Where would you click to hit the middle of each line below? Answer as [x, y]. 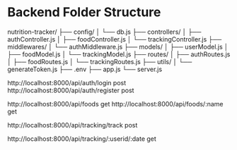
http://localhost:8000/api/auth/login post [67, 82]
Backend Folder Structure [84, 12]
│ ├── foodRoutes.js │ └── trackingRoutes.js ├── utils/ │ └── [100, 61]
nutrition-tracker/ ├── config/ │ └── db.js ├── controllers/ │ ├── [104, 32]
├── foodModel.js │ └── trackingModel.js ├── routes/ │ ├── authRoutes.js [119, 54]
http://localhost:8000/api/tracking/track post [73, 125]
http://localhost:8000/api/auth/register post [71, 90]
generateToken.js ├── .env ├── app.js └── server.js [85, 69]
